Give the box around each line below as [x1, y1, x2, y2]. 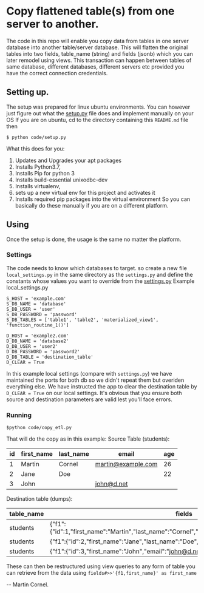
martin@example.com [95, 460, 158, 469]
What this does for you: [6, 144, 65, 152]
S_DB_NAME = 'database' [6, 300, 67, 307]
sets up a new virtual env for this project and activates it [15, 189, 156, 196]
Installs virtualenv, [15, 182, 61, 189]
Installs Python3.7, [15, 163, 61, 171]
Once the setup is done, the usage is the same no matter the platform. [6, 236, 182, 243]
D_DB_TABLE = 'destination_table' [6, 354, 94, 360]
